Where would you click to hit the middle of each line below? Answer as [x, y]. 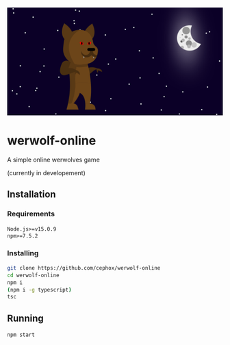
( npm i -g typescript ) [39, 290]
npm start [21, 335]
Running [26, 318]
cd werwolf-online [33, 275]
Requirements [31, 214]
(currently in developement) [46, 172]
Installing [23, 253]
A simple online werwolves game [54, 159]
